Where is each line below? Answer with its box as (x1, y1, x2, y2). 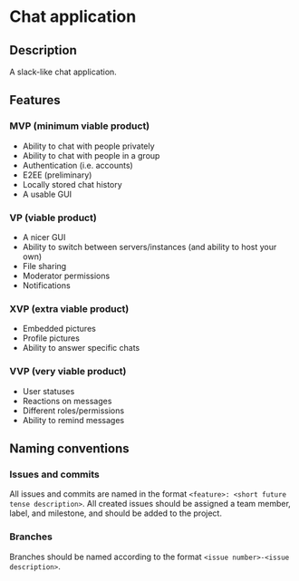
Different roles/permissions (22, 405, 125, 416)
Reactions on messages (22, 395, 112, 406)
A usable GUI (22, 189, 72, 199)
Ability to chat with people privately (22, 140, 156, 151)
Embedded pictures (22, 324, 97, 334)
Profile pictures (22, 333, 80, 344)
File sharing (22, 260, 67, 271)
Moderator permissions (22, 270, 111, 281)
